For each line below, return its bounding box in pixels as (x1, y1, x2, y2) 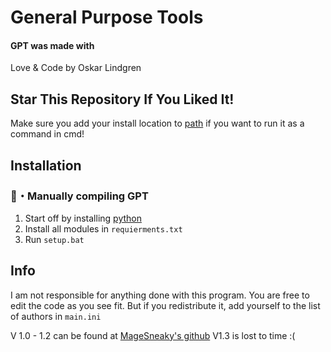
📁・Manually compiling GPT (10, 189, 149, 203)
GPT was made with (10, 39, 95, 51)
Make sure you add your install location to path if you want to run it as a (10, 117, 305, 130)
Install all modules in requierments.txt (24, 222, 183, 235)
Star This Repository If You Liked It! (10, 91, 235, 108)
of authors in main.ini (10, 310, 102, 322)
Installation (10, 157, 82, 174)
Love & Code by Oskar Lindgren (10, 62, 142, 74)
